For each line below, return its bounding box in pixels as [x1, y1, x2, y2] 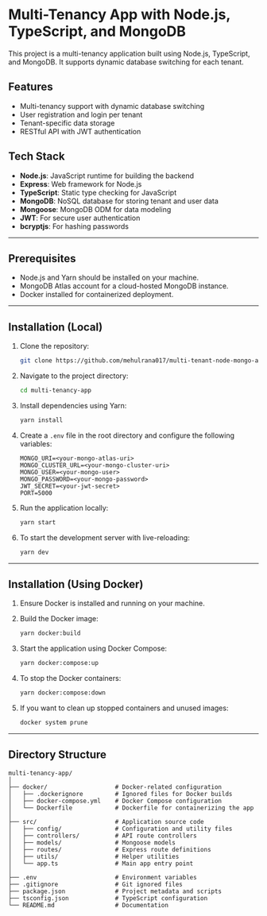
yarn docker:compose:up [19, 659, 99, 667]
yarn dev [19, 548, 49, 556]
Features [8, 80, 53, 94]
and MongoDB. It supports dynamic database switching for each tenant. [8, 57, 244, 67]
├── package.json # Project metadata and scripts [8, 887, 222, 895]
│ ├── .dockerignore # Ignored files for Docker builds [8, 790, 233, 798]
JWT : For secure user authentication [19, 213, 141, 222]
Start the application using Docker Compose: [19, 644, 168, 653]
